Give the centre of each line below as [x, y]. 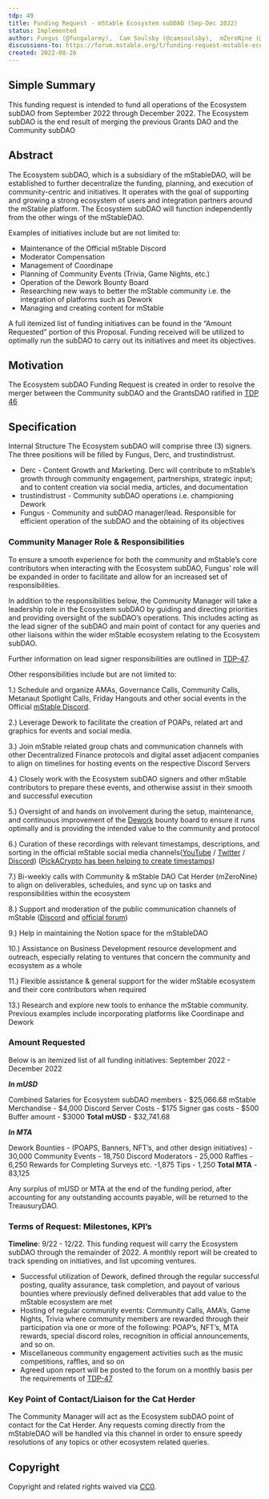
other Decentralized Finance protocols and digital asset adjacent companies [134, 754]
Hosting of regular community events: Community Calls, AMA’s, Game [135, 1311]
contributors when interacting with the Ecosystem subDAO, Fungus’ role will [133, 568]
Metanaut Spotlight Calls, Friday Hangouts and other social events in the [127, 698]
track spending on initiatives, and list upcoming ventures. [102, 1261]
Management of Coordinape [66, 265]
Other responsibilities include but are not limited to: [92, 674]
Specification [42, 426]
